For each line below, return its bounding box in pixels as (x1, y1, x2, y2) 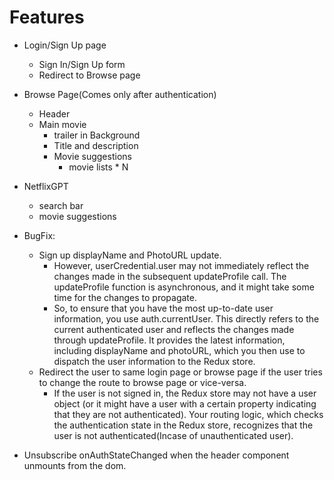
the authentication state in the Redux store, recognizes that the (53, 419, 314, 431)
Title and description (53, 139, 139, 151)
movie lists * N (68, 161, 129, 173)
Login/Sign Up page (23, 39, 107, 51)
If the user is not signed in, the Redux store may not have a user (53, 387, 317, 399)
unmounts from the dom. (23, 459, 127, 471)
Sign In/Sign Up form (38, 58, 126, 70)
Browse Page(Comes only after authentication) (23, 88, 217, 100)
